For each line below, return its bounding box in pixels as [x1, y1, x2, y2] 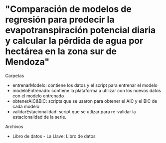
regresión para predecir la [5, 14, 115, 25]
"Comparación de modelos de [5, 3, 132, 15]
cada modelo [12, 103, 40, 109]
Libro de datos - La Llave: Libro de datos [12, 133, 96, 139]
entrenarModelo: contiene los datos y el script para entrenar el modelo [12, 82, 158, 88]
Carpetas [5, 72, 24, 78]
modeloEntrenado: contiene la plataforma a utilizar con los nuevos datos [12, 87, 161, 93]
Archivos [5, 123, 23, 130]
